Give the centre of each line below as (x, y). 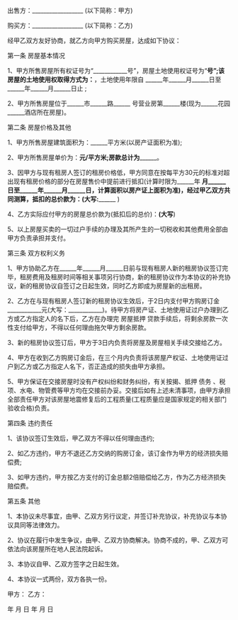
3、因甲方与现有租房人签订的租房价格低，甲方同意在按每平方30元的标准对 (116, 173)
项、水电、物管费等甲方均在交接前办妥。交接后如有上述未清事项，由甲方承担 (119, 390)
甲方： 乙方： (27, 594)
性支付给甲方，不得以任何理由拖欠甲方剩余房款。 (79, 327)
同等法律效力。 (41, 525)
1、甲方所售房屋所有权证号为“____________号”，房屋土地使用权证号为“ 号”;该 (116, 71)
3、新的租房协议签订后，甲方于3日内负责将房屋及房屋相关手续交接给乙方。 (117, 343)
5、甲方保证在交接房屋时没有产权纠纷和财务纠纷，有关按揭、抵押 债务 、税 (117, 382)
